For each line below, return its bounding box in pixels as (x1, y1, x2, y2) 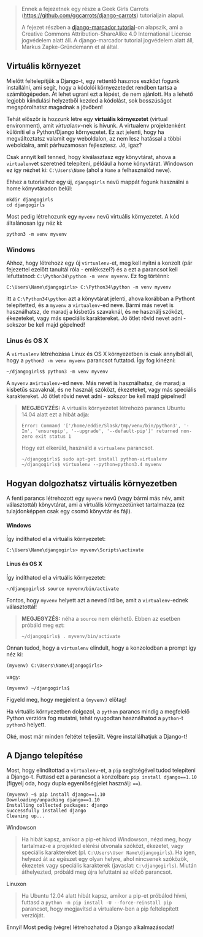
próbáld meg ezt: (21, 621, 65, 629)
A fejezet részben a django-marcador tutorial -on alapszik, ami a (21, 24, 183, 31)
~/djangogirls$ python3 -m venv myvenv (6, 368, 109, 375)
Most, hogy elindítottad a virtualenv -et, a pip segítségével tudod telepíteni (6, 767, 196, 774)
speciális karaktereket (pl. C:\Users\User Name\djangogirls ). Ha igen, (21, 849, 197, 856)
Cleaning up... (6, 813, 45, 819)
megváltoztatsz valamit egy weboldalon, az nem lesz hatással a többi (6, 134, 182, 142)
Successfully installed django (6, 807, 86, 814)
